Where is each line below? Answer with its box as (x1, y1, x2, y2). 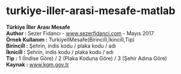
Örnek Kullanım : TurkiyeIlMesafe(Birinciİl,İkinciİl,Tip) (6, 36, 135, 43)
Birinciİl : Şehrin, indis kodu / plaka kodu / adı (6, 42, 116, 49)
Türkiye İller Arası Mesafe (6, 23, 71, 31)
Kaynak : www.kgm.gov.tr (6, 60, 69, 68)
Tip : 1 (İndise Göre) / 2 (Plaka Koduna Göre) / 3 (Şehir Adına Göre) (6, 55, 167, 62)
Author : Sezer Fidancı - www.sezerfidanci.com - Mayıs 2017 (6, 29, 155, 36)
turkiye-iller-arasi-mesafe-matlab (6, 4, 176, 18)
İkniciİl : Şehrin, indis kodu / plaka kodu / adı (6, 48, 113, 55)
